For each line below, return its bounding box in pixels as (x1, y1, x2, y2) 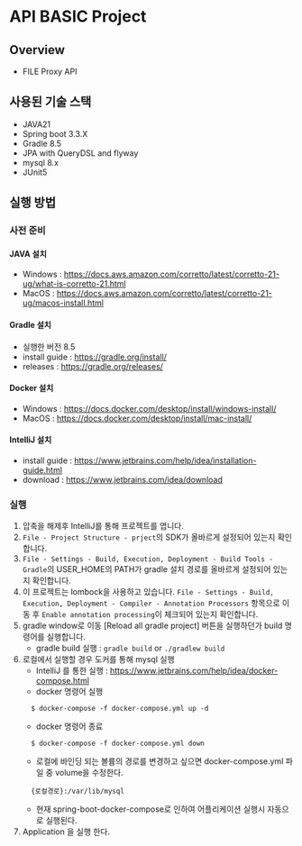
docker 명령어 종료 (35, 721, 104, 732)
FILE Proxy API (22, 66, 78, 77)
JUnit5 (22, 167, 48, 177)
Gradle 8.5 (22, 138, 61, 149)
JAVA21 (22, 119, 51, 130)
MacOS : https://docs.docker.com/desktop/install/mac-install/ (22, 413, 252, 423)
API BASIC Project (9, 6, 147, 27)
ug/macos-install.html (22, 297, 104, 308)
